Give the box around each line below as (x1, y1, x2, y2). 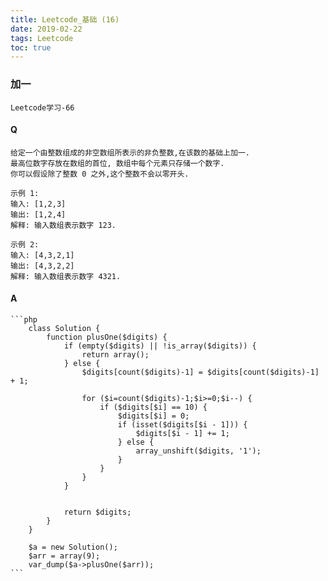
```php (10, 314, 38, 325)
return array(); (81, 349, 150, 360)
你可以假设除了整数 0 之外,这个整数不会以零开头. (10, 169, 190, 179)
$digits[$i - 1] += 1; (135, 428, 230, 438)
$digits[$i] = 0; (117, 411, 190, 421)
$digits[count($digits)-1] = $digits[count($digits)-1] (81, 367, 320, 377)
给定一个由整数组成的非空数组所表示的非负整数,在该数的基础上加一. (10, 147, 250, 158)
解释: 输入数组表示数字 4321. (10, 271, 122, 281)
